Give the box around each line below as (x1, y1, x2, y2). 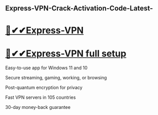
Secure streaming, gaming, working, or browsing (5, 74, 107, 80)
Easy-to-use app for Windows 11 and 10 (5, 65, 88, 71)
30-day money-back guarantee (5, 104, 71, 110)
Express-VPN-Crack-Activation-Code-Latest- (5, 4, 153, 13)
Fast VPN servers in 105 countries (5, 94, 76, 100)
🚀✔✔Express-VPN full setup (5, 48, 127, 59)
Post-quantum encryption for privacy (5, 84, 83, 91)
